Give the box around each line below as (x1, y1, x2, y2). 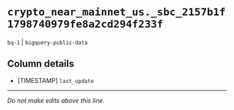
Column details (7, 58, 75, 70)
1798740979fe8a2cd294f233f (7, 18, 164, 31)
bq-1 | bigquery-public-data (7, 37, 88, 46)
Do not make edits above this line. (7, 96, 105, 104)
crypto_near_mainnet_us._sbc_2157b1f (7, 6, 226, 19)
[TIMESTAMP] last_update (17, 76, 94, 84)
